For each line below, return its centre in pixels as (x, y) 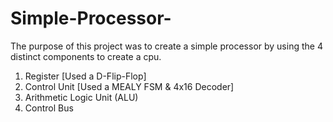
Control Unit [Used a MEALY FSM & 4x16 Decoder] (129, 86)
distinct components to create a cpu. (86, 56)
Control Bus (49, 108)
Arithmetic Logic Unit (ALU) (81, 97)
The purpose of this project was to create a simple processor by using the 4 (166, 46)
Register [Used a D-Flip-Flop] (85, 76)
